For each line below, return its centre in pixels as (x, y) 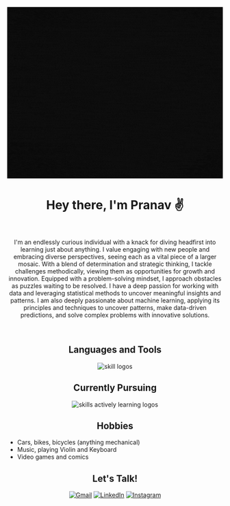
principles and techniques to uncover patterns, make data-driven (115, 307)
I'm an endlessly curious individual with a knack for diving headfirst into (115, 242)
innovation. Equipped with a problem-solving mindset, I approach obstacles (115, 278)
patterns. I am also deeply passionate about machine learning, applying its (115, 300)
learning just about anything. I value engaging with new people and (115, 249)
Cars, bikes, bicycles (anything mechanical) (78, 442)
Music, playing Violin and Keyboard (67, 450)
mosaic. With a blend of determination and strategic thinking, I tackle (115, 264)
